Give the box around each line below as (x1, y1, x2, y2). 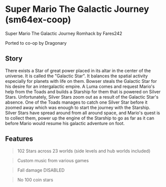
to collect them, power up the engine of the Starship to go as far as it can (5, 115, 155, 121)
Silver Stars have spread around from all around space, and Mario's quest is (5, 110, 160, 116)
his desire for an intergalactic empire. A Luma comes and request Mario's (5, 83, 155, 89)
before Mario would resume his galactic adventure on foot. (5, 120, 125, 126)
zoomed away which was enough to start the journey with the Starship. (5, 104, 151, 110)
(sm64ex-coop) (5, 14, 71, 25)
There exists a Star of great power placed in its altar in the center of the (5, 67, 151, 73)
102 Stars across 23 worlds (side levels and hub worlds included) (17, 148, 151, 154)
